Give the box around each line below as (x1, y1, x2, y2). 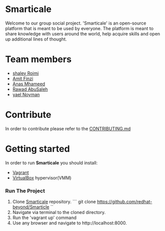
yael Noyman (12, 91, 40, 97)
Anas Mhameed (12, 81, 45, 87)
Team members (5, 54, 72, 65)
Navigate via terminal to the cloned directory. (12, 209, 106, 215)
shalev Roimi (12, 70, 39, 76)
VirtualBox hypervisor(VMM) (12, 174, 72, 181)
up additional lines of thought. (5, 36, 67, 42)
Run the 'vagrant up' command (12, 214, 77, 221)
